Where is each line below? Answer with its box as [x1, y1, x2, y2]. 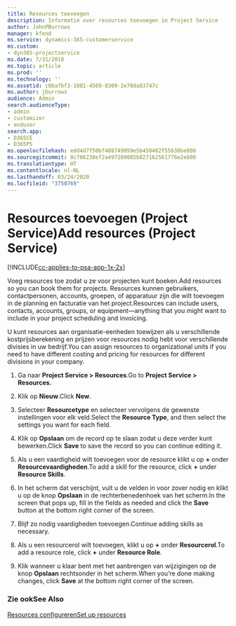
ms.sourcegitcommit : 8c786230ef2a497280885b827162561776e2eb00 [7, 154, 197, 161]
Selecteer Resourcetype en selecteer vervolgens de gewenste [17, 406, 200, 414]
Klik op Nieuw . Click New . [17, 392, 91, 401]
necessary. [17, 527, 50, 535]
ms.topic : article [7, 62, 61, 69]
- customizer [7, 114, 46, 121]
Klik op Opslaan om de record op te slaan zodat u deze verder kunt [17, 434, 213, 443]
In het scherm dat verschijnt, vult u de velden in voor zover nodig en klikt [17, 484, 228, 492]
